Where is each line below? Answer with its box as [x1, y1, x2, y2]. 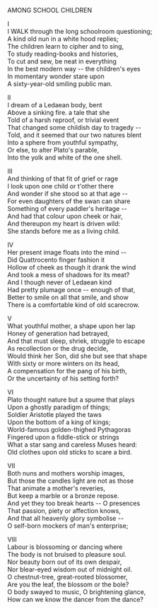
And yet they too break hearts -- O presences [7, 499, 141, 507]
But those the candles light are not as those [7, 476, 134, 485]
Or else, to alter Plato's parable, [7, 146, 100, 154]
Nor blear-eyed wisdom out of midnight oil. [7, 565, 133, 574]
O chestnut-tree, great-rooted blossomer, [7, 573, 129, 581]
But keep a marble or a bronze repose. [7, 492, 119, 500]
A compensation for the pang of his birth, [7, 367, 127, 375]
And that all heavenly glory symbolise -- [7, 514, 124, 522]
